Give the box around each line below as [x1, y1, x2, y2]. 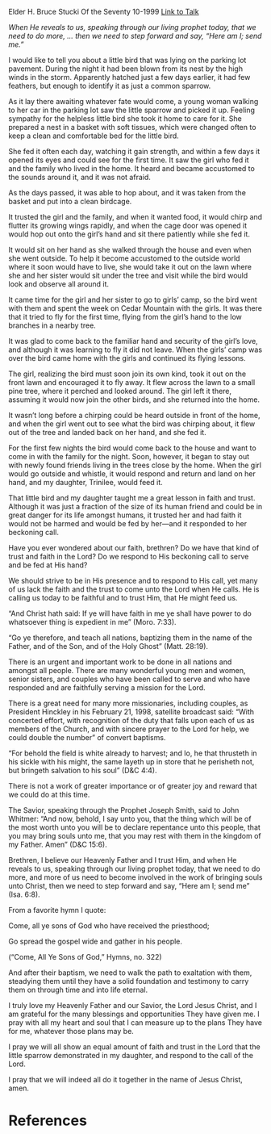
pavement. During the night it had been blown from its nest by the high [8, 64, 244, 73]
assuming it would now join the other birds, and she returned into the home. [8, 395, 261, 404]
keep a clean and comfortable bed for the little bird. [8, 131, 179, 140]
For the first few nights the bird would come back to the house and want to [8, 443, 256, 453]
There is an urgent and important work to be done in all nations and [8, 657, 232, 667]
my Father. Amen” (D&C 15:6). [8, 839, 107, 849]
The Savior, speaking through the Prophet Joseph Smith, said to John [8, 806, 240, 814]
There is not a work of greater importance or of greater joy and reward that [8, 781, 257, 790]
